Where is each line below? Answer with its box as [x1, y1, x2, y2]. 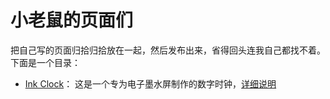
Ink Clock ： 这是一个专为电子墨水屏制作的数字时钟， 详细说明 [24, 77, 277, 90]
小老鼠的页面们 [10, 9, 134, 32]
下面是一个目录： [10, 56, 81, 68]
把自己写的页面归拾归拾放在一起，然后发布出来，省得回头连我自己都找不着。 [10, 44, 326, 56]
